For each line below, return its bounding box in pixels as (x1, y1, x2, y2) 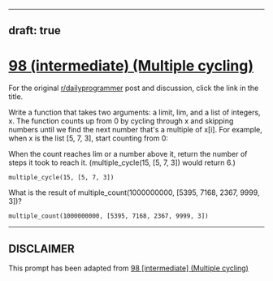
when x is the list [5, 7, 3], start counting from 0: (8, 133, 169, 143)
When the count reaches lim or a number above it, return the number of (8, 149, 248, 159)
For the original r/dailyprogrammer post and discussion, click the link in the (8, 83, 259, 93)
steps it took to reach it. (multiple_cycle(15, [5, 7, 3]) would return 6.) (8, 158, 236, 167)
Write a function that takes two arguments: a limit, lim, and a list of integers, (8, 107, 262, 118)
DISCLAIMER (8, 241, 75, 256)
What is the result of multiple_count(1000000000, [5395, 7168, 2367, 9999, (8, 188, 260, 197)
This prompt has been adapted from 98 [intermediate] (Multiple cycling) (8, 263, 249, 273)
